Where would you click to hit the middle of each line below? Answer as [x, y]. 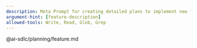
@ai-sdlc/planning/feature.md [43, 39]
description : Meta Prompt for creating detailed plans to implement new [97, 11]
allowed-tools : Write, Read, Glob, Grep [56, 22]
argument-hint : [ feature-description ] [53, 17]
